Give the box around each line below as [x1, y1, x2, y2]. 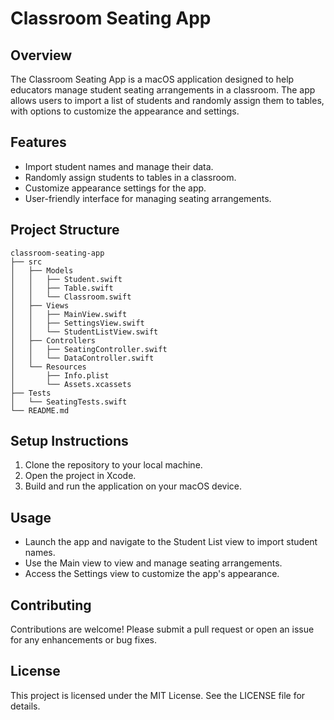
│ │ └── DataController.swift [10, 353, 155, 363]
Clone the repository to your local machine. [24, 459, 203, 471]
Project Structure [10, 222, 120, 239]
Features [10, 134, 67, 151]
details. [10, 700, 41, 712]
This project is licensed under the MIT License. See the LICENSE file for [10, 689, 306, 701]
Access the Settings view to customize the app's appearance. [24, 568, 280, 580]
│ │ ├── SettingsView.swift [10, 318, 145, 328]
